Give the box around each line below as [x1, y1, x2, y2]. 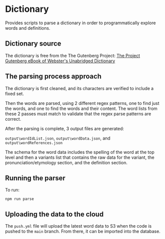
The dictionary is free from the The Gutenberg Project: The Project [5, 52, 140, 58]
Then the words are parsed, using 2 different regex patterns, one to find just [5, 100, 160, 106]
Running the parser [5, 174, 66, 182]
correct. [5, 116, 21, 122]
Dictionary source [5, 40, 62, 48]
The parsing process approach [5, 72, 102, 81]
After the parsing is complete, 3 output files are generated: [5, 125, 124, 132]
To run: [5, 187, 20, 193]
